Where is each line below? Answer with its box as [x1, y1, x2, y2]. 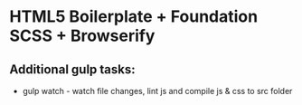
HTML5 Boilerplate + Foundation [9, 6, 259, 27]
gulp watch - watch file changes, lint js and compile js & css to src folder [22, 86, 293, 96]
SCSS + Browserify [9, 25, 156, 46]
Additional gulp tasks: [9, 62, 136, 77]
